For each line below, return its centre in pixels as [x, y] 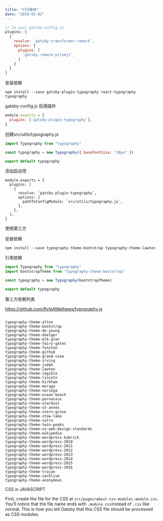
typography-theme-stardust [32, 403]
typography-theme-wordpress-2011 [39, 446]
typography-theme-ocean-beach [36, 395]
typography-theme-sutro [29, 420]
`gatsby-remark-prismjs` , [49, 55]
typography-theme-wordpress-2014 [39, 459]
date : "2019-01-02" [25, 14]
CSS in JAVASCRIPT [25, 489]
